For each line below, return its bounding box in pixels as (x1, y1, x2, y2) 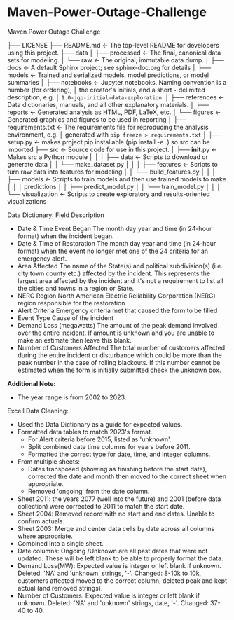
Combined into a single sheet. (17, 539, 104, 547)
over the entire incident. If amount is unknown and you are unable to (17, 329, 215, 337)
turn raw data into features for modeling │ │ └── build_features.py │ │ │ (7, 167, 216, 176)
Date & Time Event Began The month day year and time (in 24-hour (17, 224, 212, 233)
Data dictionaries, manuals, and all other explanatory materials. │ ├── (7, 100, 209, 109)
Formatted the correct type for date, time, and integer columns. (27, 450, 211, 458)
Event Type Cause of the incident (17, 313, 114, 322)
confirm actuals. (17, 516, 65, 525)
